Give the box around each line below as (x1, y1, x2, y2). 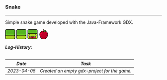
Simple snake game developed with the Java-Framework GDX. (5, 19, 133, 25)
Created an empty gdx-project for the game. (39, 68, 132, 74)
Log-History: (5, 44, 32, 50)
